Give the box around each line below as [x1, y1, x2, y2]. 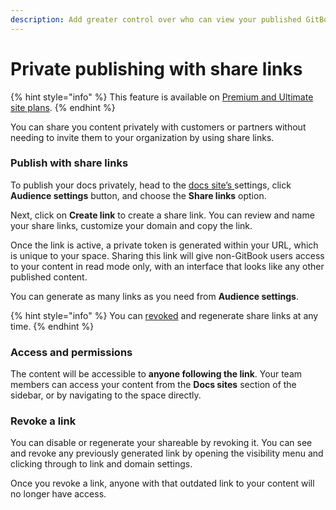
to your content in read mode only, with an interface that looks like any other [10, 260, 325, 272]
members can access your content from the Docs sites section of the [10, 379, 297, 391]
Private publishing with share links [10, 57, 303, 80]
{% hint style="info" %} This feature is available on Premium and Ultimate [10, 91, 314, 103]
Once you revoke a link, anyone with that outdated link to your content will [10, 477, 315, 490]
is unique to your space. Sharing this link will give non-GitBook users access [10, 249, 325, 261]
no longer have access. [10, 488, 107, 500]
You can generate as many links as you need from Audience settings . [10, 290, 299, 302]
